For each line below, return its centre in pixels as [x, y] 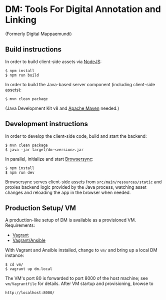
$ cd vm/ [14, 265]
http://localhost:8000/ [30, 293]
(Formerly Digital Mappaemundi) [38, 34]
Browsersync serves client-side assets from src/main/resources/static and [83, 182]
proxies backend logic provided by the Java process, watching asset [76, 187]
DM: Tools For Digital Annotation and [83, 9]
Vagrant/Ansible [29, 240]
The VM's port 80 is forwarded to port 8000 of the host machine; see [77, 278]
